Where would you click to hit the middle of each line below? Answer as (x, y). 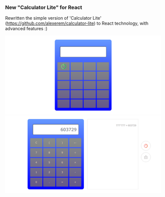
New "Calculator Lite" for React (44, 7)
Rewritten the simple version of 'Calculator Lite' (53, 18)
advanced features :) (26, 29)
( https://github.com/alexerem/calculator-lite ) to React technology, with (77, 23)
